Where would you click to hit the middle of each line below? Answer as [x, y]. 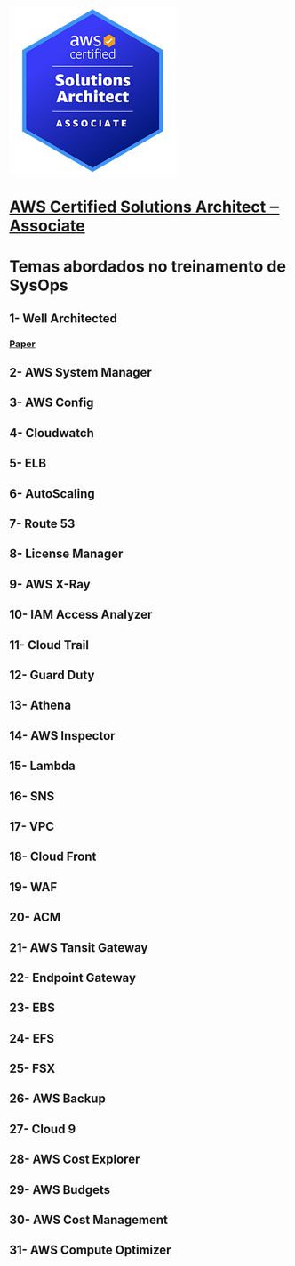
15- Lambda [42, 766]
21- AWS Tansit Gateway [79, 948]
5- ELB [28, 463]
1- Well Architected [63, 318]
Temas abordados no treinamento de [148, 267]
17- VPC [32, 826]
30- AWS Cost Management [89, 1220]
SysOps [39, 285]
